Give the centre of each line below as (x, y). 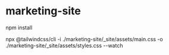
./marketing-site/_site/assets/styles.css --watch (64, 45)
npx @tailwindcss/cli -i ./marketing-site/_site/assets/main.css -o (84, 39)
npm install (19, 27)
